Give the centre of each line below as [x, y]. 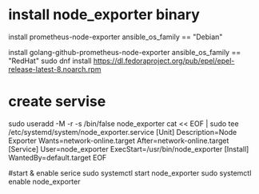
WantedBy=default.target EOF [58, 157]
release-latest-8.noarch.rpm [55, 69]
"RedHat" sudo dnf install [50, 61]
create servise [57, 102]
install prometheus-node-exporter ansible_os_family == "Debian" [116, 37]
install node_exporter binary [104, 15]
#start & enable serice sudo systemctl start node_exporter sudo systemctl [130, 172]
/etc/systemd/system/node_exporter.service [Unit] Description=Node [123, 132]
